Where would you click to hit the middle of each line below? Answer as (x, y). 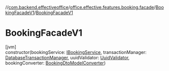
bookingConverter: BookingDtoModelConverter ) (55, 63)
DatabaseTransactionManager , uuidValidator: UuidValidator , (67, 57)
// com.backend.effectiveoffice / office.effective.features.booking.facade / (80, 7)
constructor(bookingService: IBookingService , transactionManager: (76, 52)
